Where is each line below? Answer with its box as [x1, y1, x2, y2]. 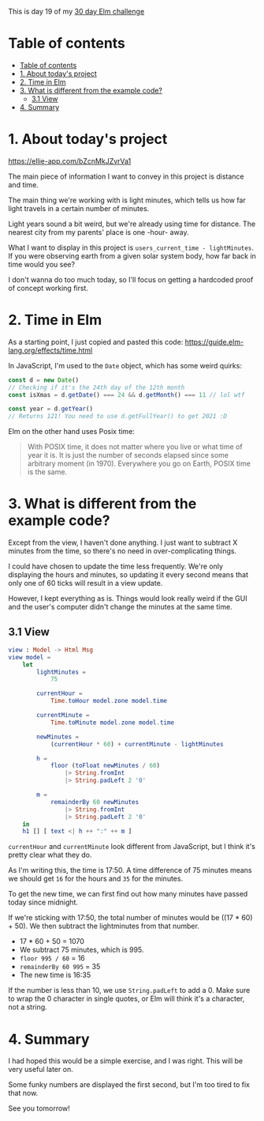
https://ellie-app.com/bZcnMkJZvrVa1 [8, 156, 132, 165]
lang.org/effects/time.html [8, 345, 93, 355]
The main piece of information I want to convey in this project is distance [8, 172, 244, 181]
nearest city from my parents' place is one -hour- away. [8, 227, 189, 236]
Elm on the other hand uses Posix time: [8, 427, 136, 436]
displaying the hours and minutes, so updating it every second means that [8, 570, 249, 579]
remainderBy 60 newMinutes [50, 798, 139, 806]
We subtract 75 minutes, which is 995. [19, 945, 144, 955]
